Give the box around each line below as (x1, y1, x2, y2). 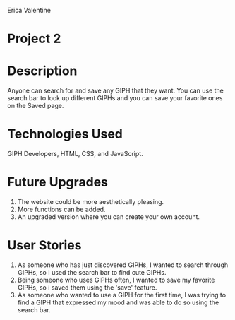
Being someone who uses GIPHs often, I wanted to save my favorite (17, 275, 215, 284)
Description (7, 63, 78, 79)
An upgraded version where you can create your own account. (17, 213, 200, 221)
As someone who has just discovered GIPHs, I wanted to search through (17, 261, 229, 269)
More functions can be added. (17, 205, 106, 213)
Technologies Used (7, 126, 123, 142)
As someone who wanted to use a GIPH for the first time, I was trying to (17, 290, 227, 299)
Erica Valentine (7, 6, 52, 14)
